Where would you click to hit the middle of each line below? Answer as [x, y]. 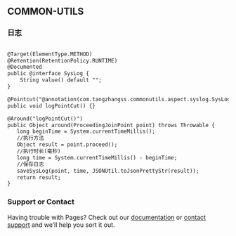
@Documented [25, 67]
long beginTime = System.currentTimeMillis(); [86, 132]
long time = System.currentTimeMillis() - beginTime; [97, 157]
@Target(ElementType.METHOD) [50, 54]
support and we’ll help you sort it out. [61, 225]
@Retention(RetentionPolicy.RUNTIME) [63, 60]
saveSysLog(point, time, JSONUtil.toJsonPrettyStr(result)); [108, 171]
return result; [39, 177]
